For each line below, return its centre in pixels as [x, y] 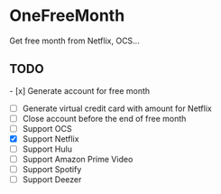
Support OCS [47, 128]
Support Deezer [52, 180]
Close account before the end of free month [104, 118]
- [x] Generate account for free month [80, 90]
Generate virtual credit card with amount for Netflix [117, 108]
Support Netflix [51, 139]
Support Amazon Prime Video [78, 160]
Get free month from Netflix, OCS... [74, 41]
